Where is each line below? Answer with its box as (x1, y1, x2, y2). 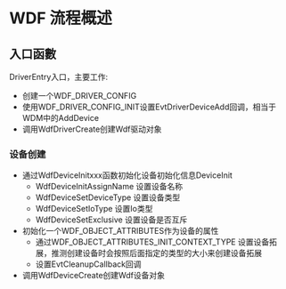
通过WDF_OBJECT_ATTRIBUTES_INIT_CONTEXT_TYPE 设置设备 (35, 237, 270, 247)
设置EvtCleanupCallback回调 (35, 259, 142, 269)
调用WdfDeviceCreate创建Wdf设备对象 (21, 270, 165, 281)
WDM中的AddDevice (21, 113, 100, 123)
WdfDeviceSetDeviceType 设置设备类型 (35, 192, 181, 203)
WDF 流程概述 (9, 8, 113, 28)
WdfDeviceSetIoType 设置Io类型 (35, 204, 153, 214)
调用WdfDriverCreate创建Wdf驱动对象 (21, 124, 162, 134)
